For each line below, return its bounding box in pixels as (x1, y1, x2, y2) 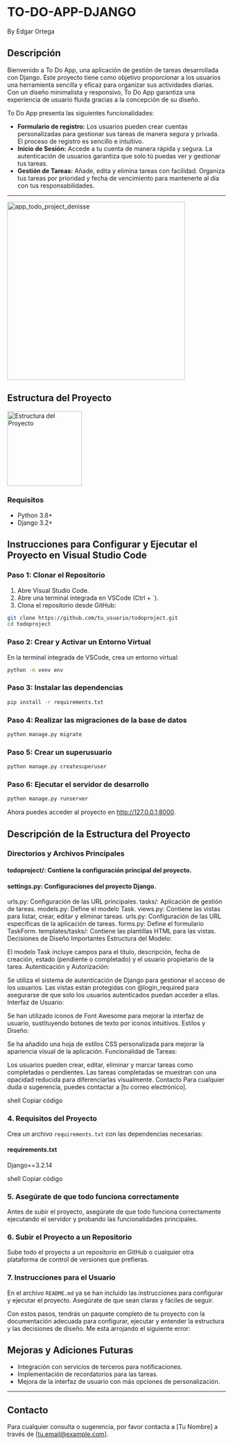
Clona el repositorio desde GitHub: (17, 601, 116, 609)
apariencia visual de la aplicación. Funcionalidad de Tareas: (7, 1047, 178, 1056)
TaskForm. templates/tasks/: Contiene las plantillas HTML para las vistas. (7, 927, 216, 936)
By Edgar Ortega (7, 27, 55, 35)
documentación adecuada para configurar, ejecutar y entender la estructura (7, 1316, 225, 1325)
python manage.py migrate (7, 730, 82, 737)
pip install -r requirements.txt (7, 699, 104, 705)
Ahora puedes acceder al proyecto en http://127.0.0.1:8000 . (7, 808, 176, 817)
